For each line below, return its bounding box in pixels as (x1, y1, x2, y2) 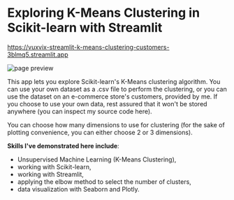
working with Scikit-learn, (17, 162, 92, 171)
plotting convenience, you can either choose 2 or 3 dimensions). (7, 128, 193, 136)
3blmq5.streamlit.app (7, 50, 68, 59)
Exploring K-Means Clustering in (7, 5, 200, 21)
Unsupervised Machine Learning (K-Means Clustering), (17, 155, 177, 164)
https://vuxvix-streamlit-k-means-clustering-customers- (7, 43, 170, 51)
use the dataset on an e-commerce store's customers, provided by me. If (7, 92, 218, 101)
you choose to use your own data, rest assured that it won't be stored (7, 99, 207, 108)
